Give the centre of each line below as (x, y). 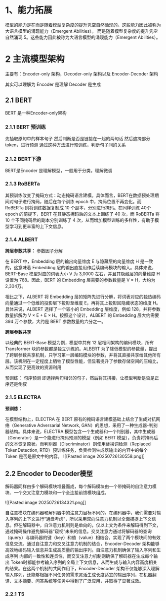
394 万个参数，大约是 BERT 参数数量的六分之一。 (56, 321)
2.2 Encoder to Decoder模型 (49, 473)
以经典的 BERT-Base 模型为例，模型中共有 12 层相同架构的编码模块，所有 (80, 342)
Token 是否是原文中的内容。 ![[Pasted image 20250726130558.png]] (75, 456)
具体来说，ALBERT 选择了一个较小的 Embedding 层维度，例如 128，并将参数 (83, 309)
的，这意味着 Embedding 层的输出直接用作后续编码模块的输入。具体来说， (81, 267)
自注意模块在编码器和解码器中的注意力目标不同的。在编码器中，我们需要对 (81, 512)
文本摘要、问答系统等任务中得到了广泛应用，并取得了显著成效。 (79, 581)
